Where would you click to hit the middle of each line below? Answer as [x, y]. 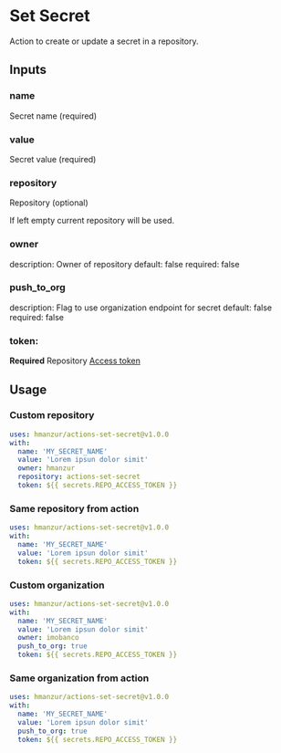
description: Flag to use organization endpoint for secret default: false [140, 308]
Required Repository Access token [75, 361]
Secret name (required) [53, 116]
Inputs [28, 70]
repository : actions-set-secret [79, 477]
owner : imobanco [48, 638]
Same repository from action [74, 508]
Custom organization [57, 585]
